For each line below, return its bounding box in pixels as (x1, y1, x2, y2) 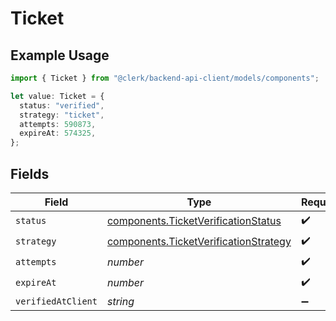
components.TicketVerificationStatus (106, 214, 282, 228)
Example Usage (10, 47, 110, 64)
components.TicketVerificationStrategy (106, 235, 292, 249)
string (106, 294, 135, 308)
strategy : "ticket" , (19, 110, 105, 120)
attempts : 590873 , (19, 119, 97, 129)
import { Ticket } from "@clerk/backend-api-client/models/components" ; (10, 73, 320, 83)
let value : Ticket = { (10, 91, 105, 101)
